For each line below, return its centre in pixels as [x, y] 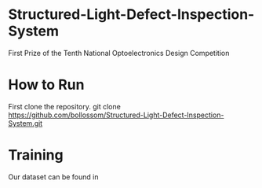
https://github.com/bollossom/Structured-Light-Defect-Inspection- [116, 115]
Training [36, 155]
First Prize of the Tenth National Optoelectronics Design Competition [119, 53]
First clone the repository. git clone [65, 106]
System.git [25, 123]
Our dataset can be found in [53, 177]
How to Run [46, 85]
